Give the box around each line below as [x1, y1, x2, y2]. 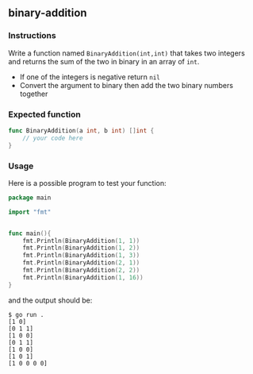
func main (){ [8, 229, 52, 237]
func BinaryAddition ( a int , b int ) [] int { [8, 126, 155, 134]
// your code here [22, 134, 83, 142]
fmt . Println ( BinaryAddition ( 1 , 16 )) [22, 273, 144, 281]
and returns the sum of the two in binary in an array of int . [8, 56, 200, 66]
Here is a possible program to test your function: [8, 178, 167, 187]
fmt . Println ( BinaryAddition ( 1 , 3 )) [22, 252, 140, 260]
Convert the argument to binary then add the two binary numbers [19, 80, 234, 90]
